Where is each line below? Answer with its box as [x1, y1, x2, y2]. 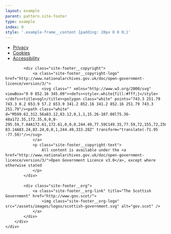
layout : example [5, 8, 40, 13]
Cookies [12, 50, 31, 56]
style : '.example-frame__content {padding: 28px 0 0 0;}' [5, 30, 131, 35]
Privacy [12, 44, 29, 51]
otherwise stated [5, 163, 42, 168]
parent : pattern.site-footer [5, 13, 67, 19]
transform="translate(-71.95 [96, 127, 158, 132]
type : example [5, 19, 36, 24]
